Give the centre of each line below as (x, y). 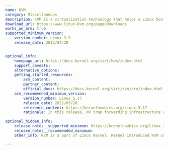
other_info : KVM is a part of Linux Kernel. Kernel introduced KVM (86, 135)
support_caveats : (32, 65)
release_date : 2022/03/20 (51, 103)
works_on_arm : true (26, 29)
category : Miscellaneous (31, 15)
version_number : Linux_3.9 (43, 38)
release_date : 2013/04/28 (41, 43)
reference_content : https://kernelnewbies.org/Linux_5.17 (85, 108)
